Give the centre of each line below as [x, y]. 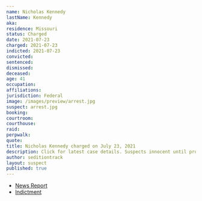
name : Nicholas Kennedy [36, 12]
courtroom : [20, 118]
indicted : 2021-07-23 [33, 51]
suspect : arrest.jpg [32, 107]
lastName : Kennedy [29, 17]
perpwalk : [19, 135]
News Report [31, 186]
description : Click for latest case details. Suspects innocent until [96, 152]
